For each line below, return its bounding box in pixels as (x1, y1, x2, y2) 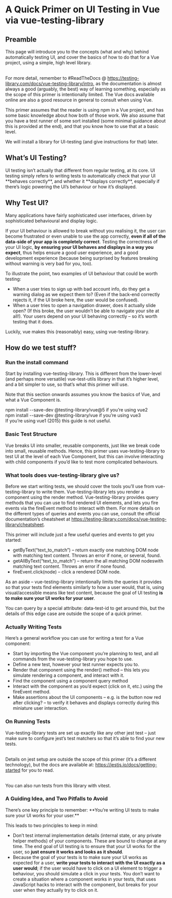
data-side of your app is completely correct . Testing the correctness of (5, 238, 158, 245)
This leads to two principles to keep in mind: (5, 822, 99, 829)
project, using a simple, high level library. (5, 60, 92, 65)
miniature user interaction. (12, 705, 69, 711)
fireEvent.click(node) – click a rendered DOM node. (12, 568, 121, 574)
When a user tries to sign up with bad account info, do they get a (12, 285, 150, 292)
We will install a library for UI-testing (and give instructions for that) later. (5, 139, 159, 145)
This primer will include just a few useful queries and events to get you (5, 531, 155, 537)
